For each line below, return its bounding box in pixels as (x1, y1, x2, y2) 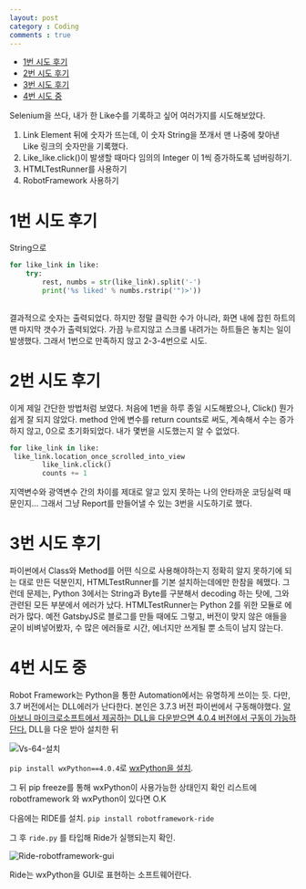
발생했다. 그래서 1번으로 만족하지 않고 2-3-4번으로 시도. (9, 335, 208, 346)
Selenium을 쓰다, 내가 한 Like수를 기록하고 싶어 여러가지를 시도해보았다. (9, 110, 266, 121)
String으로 (9, 243, 47, 254)
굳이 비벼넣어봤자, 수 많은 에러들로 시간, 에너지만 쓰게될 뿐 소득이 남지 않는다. (9, 622, 284, 633)
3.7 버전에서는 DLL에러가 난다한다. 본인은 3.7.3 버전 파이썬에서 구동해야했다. (9, 701, 281, 712)
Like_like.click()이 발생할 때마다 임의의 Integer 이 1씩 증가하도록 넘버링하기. (22, 152, 292, 163)
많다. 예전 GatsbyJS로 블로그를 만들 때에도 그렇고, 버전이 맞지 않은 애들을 (25, 611, 288, 622)
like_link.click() (42, 460, 112, 470)
